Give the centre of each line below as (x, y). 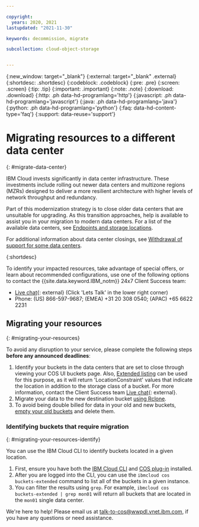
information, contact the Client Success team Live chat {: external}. (96, 392)
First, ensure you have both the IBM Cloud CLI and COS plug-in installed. (104, 469)
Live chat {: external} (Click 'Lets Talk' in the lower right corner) (92, 293)
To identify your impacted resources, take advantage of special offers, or (95, 269)
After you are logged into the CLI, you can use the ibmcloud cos (92, 475)
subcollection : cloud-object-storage (53, 49)
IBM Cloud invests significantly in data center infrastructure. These (88, 179)
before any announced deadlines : (48, 355)
